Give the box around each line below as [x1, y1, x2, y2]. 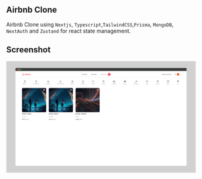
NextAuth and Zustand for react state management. [6, 27, 131, 34]
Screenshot [6, 45, 51, 55]
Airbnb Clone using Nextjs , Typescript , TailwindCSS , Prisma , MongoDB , [6, 20, 174, 28]
